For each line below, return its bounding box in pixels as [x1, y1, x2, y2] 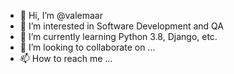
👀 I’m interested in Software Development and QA [19, 20, 224, 32]
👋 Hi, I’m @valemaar [19, 10, 103, 21]
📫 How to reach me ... [19, 53, 113, 64]
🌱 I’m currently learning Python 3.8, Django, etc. [19, 31, 218, 42]
